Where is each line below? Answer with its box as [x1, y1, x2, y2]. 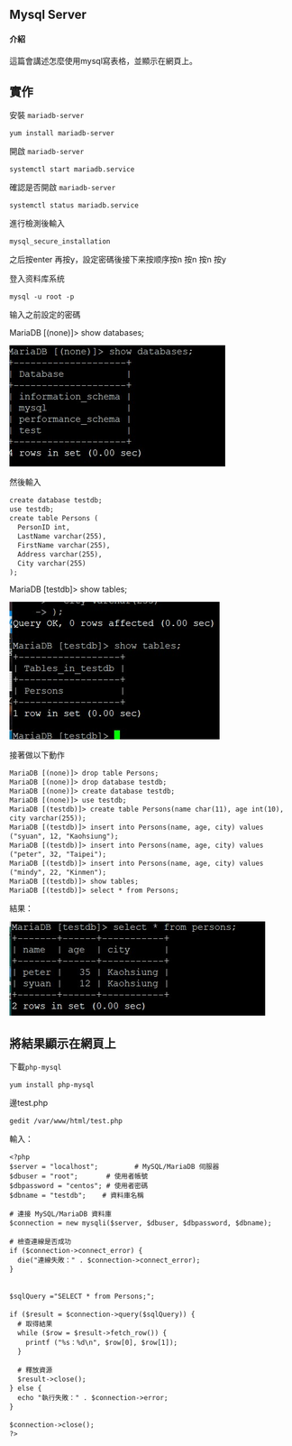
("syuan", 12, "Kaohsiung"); [9, 832, 119, 842]
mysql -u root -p [9, 292, 75, 301]
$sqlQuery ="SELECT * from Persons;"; [9, 1292, 155, 1302]
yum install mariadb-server [9, 129, 115, 138]
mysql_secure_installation [9, 237, 111, 246]
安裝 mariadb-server [9, 110, 85, 121]
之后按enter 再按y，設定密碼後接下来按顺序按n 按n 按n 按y [9, 254, 227, 265]
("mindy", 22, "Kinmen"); [9, 868, 106, 878]
